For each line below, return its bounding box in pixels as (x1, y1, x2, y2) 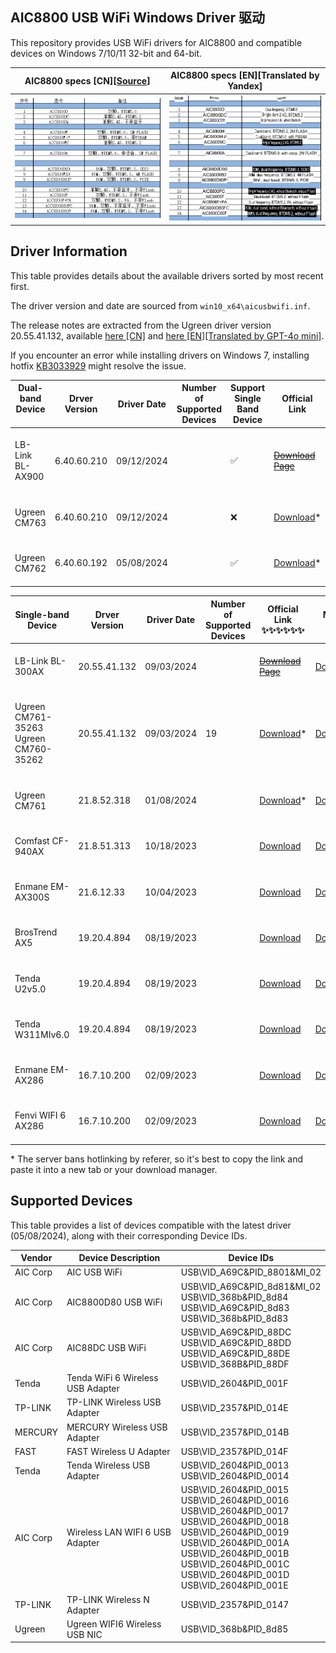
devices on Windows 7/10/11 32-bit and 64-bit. (10, 47, 203, 59)
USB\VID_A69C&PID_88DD (180, 1336, 292, 1348)
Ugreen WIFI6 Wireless (66, 1618, 162, 1630)
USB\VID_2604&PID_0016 (180, 1494, 290, 1507)
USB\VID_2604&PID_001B (180, 1548, 290, 1560)
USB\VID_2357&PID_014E (180, 1401, 289, 1413)
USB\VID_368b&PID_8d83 (180, 1312, 289, 1324)
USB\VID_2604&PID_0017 (180, 1505, 290, 1517)
